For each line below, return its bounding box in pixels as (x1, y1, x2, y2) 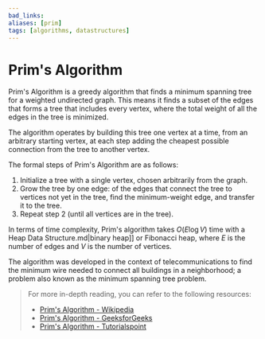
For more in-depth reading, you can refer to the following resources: (27, 290, 252, 299)
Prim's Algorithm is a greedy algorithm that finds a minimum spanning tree (8, 87, 252, 96)
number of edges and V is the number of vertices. (8, 242, 173, 251)
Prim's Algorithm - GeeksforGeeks (39, 314, 153, 323)
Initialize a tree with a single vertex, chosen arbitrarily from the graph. (19, 176, 248, 185)
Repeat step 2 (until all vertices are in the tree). (19, 209, 173, 219)
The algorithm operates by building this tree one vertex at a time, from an (8, 128, 248, 138)
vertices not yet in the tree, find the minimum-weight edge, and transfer (19, 193, 255, 202)
